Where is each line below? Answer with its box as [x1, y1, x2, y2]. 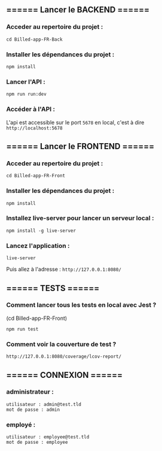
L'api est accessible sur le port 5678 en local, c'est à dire [6, 119, 145, 126]
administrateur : [6, 388, 54, 396]
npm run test [6, 326, 39, 332]
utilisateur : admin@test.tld [6, 401, 82, 407]
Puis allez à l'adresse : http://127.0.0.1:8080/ [6, 266, 121, 273]
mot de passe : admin [6, 407, 60, 413]
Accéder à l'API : [6, 105, 56, 113]
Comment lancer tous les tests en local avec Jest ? [6, 301, 157, 309]
